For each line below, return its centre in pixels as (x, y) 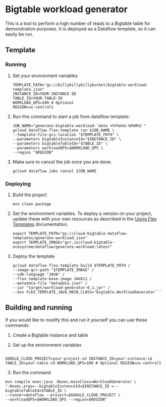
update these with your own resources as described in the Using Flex (85, 218)
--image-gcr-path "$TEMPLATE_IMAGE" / (53, 270)
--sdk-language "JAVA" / (39, 274)
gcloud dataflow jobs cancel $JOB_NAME (54, 171)
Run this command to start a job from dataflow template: (71, 116)
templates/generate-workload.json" (50, 238)
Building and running (39, 308)
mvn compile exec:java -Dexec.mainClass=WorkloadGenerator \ (71, 382)
